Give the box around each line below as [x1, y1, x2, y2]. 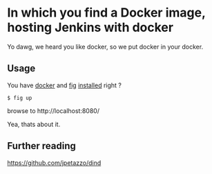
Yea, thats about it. [7, 120, 61, 128]
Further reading [7, 140, 76, 152]
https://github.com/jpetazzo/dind [7, 158, 102, 167]
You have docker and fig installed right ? [7, 81, 122, 89]
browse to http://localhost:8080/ [7, 106, 100, 115]
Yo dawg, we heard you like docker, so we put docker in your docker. [7, 42, 204, 51]
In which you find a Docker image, [7, 5, 206, 21]
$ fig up [7, 94, 32, 101]
